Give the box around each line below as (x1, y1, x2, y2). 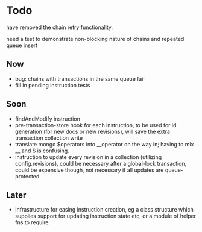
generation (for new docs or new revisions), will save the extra (14, 128, 171, 135)
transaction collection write (14, 134, 83, 142)
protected (14, 172, 40, 180)
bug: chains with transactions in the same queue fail (14, 75, 145, 82)
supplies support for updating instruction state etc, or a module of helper (14, 212, 197, 220)
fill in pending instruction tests (14, 81, 90, 89)
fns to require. (14, 219, 51, 226)
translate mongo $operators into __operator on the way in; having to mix (14, 140, 194, 148)
